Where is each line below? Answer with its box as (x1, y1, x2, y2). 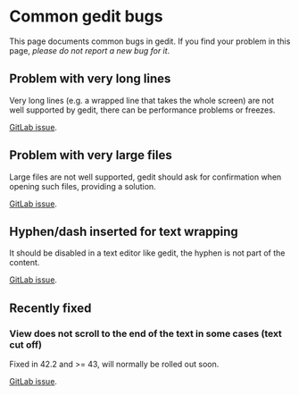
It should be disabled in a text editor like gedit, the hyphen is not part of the (9, 248, 286, 258)
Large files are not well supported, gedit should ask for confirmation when (9, 172, 282, 182)
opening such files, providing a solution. (9, 181, 156, 191)
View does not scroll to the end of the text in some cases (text (9, 327, 283, 340)
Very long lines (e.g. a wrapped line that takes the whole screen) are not (9, 95, 275, 105)
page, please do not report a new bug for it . (9, 45, 170, 55)
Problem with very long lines (9, 71, 171, 87)
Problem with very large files (9, 147, 172, 163)
